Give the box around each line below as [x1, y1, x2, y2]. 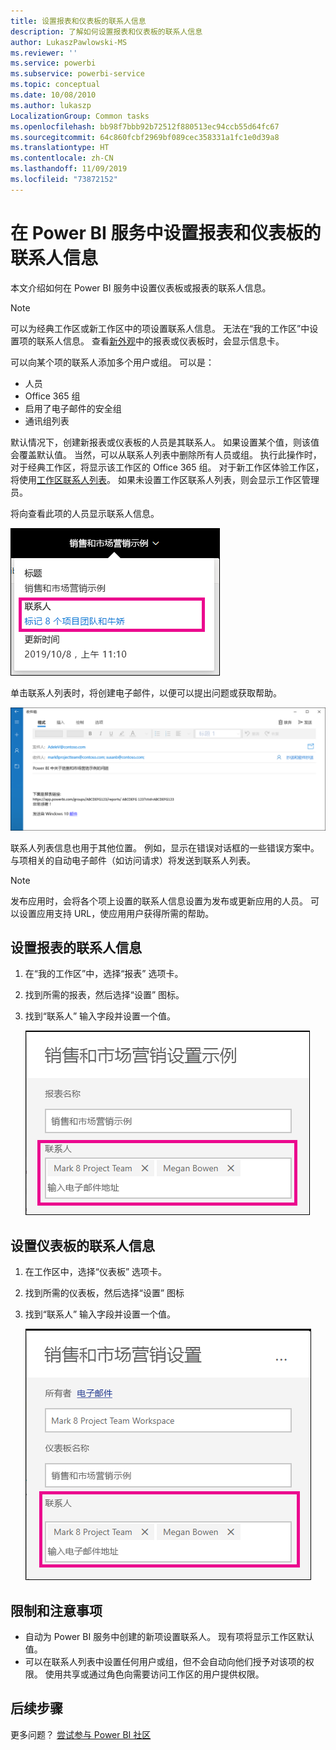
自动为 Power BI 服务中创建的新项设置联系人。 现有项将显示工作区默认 [24, 1631, 315, 1642]
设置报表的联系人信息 [10, 939, 142, 956]
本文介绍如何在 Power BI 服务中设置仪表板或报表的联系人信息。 [10, 281, 272, 294]
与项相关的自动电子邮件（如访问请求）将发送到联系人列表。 [10, 854, 256, 866]
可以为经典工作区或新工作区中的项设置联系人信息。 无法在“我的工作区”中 [10, 322, 310, 334]
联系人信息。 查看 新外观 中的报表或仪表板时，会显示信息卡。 [36, 335, 285, 347]
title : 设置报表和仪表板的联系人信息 [10, 16, 147, 26]
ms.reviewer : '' [10, 48, 78, 58]
